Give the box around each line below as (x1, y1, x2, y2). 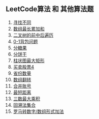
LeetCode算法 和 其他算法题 (6, 5, 94, 14)
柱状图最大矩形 (13, 57, 45, 64)
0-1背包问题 (13, 38, 38, 44)
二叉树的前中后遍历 (13, 32, 54, 38)
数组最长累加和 (13, 25, 45, 32)
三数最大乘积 (13, 96, 40, 102)
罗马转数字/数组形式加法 (13, 108, 64, 114)
